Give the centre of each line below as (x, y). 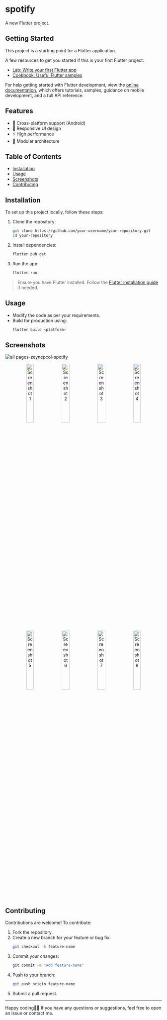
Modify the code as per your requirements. (56, 315)
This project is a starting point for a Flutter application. (61, 50)
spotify (20, 9)
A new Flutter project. (27, 23)
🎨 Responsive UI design (37, 128)
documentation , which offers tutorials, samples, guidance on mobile (75, 90)
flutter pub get (29, 254)
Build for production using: (40, 320)
